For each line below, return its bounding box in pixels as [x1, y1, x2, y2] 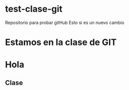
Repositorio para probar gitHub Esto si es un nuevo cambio [5, 20, 125, 25]
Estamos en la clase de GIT [5, 37, 117, 48]
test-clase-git [5, 3, 63, 15]
